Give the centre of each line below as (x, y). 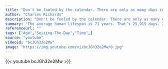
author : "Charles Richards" (34, 14)
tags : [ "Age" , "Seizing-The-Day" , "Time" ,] (49, 33)
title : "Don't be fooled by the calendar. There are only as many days (81, 10)
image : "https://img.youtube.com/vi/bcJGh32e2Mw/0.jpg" (64, 47)
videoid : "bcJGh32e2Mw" (30, 42)
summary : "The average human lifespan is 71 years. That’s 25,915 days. (82, 24)
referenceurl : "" (23, 28)
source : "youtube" (24, 38)
